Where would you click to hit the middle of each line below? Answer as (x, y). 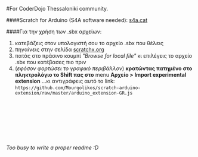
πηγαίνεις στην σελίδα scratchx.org (59, 49)
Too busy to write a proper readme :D (52, 147)
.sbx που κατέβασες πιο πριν (50, 62)
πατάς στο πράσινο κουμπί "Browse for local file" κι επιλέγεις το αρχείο (103, 56)
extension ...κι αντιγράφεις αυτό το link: (65, 81)
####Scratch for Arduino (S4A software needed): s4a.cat (77, 20)
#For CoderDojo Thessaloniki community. (57, 9)
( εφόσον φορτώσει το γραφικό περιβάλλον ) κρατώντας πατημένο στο (103, 68)
